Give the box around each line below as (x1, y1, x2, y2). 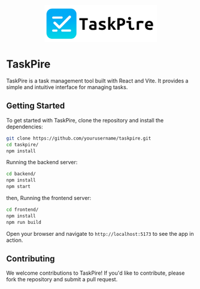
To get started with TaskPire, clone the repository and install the (6, 116, 164, 124)
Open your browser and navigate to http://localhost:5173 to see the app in (6, 230, 194, 237)
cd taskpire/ (6, 142, 39, 147)
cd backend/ (6, 171, 36, 177)
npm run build (6, 219, 42, 225)
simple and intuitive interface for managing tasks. (6, 83, 128, 91)
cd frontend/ (6, 207, 39, 213)
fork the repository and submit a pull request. (6, 276, 118, 283)
